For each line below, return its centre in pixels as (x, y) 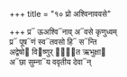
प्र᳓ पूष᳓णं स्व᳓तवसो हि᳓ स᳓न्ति (53, 42)
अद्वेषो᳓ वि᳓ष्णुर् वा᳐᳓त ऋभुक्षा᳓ (58, 52)
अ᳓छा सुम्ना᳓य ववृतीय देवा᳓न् (50, 62)
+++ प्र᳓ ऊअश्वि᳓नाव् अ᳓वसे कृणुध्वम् (63, 32)
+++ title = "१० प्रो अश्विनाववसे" (60, 14)
